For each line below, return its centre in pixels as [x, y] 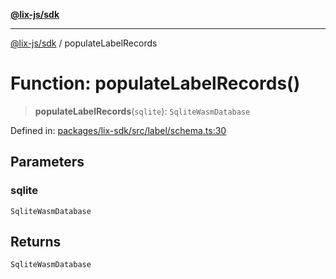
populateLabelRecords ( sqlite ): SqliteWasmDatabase [142, 111]
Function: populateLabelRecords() [155, 83]
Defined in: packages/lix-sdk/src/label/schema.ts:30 [118, 130]
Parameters [47, 162]
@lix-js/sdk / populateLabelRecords [84, 43]
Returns [36, 242]
